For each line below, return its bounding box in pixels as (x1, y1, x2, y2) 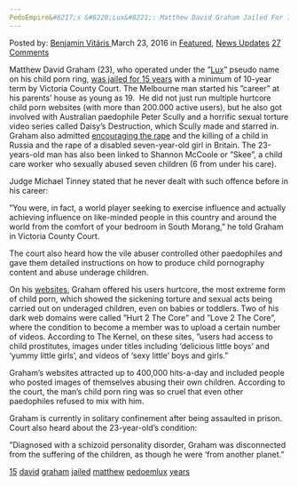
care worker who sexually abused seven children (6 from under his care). (9, 158, 277, 169)
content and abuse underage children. (9, 267, 149, 277)
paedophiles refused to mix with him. (9, 395, 145, 406)
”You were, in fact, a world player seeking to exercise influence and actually (9, 202, 286, 213)
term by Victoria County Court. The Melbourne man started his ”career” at (9, 83, 279, 93)
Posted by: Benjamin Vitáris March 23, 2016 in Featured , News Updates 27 (9, 37, 281, 48)
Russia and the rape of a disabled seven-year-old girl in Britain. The (9, 139, 256, 150)
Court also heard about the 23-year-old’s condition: (9, 422, 198, 433)
